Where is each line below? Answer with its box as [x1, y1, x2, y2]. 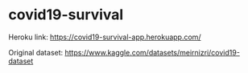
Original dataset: [8, 47, 64, 57]
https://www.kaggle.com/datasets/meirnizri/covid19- [64, 47, 240, 57]
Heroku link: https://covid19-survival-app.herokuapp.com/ [8, 32, 201, 42]
